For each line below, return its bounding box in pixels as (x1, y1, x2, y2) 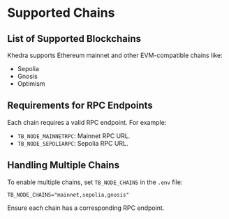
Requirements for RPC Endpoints (7, 100, 154, 112)
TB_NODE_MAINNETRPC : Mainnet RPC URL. (17, 131, 131, 140)
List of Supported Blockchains (7, 33, 142, 45)
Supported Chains (7, 5, 115, 21)
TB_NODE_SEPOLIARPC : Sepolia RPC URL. (17, 139, 128, 147)
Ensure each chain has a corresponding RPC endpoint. (7, 204, 165, 212)
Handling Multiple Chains (7, 159, 120, 172)
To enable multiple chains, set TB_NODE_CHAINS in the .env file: (7, 178, 183, 186)
